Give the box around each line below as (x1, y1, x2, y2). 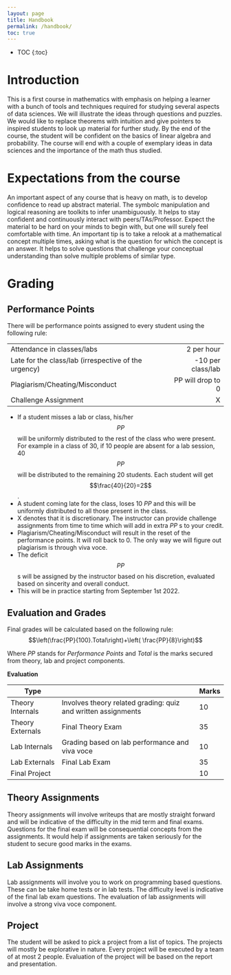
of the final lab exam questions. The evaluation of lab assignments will (7, 892, 206, 901)
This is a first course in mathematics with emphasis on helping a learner (7, 95, 211, 103)
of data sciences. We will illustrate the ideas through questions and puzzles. (7, 110, 223, 118)
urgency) (10, 365, 40, 374)
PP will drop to (174, 376, 221, 385)
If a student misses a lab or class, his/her (16, 413, 134, 421)
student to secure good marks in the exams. (7, 839, 132, 848)
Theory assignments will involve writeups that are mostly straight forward (7, 810, 215, 819)
